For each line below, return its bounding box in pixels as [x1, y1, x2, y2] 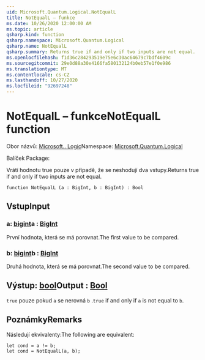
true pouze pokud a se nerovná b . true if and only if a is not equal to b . [6, 296, 184, 304]
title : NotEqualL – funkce [6, 15, 75, 21]
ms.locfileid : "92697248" [6, 83, 72, 89]
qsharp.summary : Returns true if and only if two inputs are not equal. [6, 49, 196, 55]
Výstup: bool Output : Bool [6, 280, 108, 291]
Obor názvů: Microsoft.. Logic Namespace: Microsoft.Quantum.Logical [6, 142, 183, 150]
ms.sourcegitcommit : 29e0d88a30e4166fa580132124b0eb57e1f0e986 [6, 60, 171, 66]
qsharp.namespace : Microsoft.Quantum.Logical [6, 37, 124, 43]
